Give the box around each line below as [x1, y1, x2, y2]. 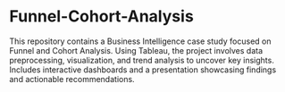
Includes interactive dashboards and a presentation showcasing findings [9, 64, 277, 75]
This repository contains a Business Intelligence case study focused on [9, 36, 272, 46]
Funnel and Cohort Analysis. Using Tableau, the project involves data [9, 45, 264, 55]
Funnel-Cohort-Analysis [9, 6, 194, 27]
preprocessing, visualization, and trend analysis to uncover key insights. [9, 54, 274, 65]
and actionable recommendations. [9, 73, 136, 84]
